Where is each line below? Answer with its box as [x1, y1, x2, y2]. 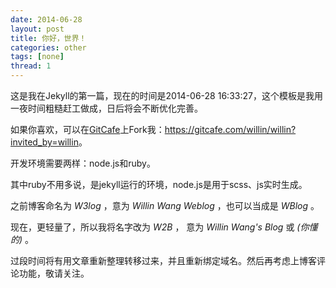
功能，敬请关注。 [18, 267, 90, 279]
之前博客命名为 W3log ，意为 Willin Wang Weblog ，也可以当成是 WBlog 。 [10, 200, 320, 211]
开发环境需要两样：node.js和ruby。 [10, 157, 156, 169]
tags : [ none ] [10, 52, 65, 62]
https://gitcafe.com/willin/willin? [164, 124, 297, 135]
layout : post [10, 24, 65, 34]
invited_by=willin [10, 136, 79, 148]
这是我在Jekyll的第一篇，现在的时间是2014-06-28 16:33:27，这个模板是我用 [10, 90, 323, 101]
